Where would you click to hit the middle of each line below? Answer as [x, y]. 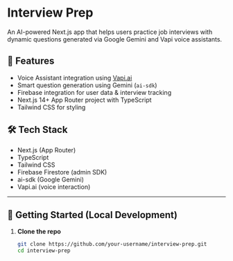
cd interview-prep [44, 251]
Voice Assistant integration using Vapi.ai [75, 78]
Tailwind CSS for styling [51, 107]
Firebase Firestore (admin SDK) [62, 172]
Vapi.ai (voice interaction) [54, 187]
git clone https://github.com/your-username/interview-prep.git [112, 244]
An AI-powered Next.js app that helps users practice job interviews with [110, 32]
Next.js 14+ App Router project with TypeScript [84, 100]
